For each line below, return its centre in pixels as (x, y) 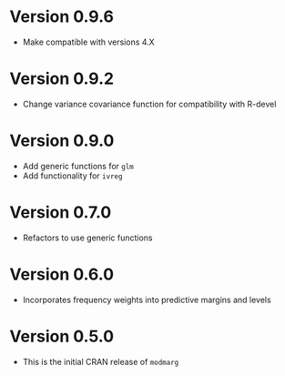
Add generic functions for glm (78, 166)
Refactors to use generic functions (87, 238)
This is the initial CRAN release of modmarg (101, 361)
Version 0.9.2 (62, 79)
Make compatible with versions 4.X (88, 42)
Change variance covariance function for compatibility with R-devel (149, 104)
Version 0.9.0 (62, 141)
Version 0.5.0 (62, 336)
